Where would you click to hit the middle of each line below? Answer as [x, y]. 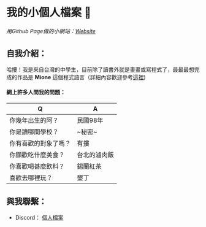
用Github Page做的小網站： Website [51, 31]
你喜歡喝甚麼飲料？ [37, 166]
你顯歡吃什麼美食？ [37, 155]
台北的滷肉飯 [96, 155]
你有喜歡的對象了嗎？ [40, 144]
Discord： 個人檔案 [39, 217]
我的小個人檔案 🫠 [49, 13]
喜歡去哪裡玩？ [31, 178]
